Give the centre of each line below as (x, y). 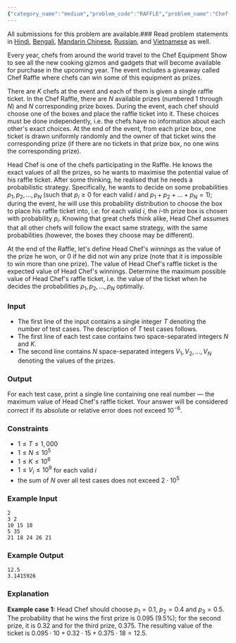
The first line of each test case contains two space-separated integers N (123, 337)
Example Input (32, 499)
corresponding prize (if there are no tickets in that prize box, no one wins (113, 143)
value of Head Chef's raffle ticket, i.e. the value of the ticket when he (107, 279)
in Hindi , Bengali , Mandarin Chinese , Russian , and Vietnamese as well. (109, 41)
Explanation (28, 594)
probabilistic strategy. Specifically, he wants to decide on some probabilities (118, 187)
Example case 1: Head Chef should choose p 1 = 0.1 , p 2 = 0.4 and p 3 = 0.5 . (116, 610)
